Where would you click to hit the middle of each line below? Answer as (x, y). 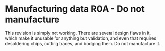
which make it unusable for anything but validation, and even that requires (81, 38)
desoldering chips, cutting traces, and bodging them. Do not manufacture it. (83, 43)
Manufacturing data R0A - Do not (75, 9)
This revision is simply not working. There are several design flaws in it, (78, 33)
